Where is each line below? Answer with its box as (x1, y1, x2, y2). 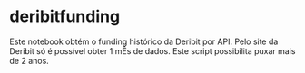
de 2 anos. (9, 55, 50, 66)
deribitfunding (9, 6, 121, 27)
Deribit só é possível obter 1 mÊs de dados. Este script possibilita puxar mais (9, 45, 296, 56)
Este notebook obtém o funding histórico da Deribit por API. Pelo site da (9, 36, 279, 47)
